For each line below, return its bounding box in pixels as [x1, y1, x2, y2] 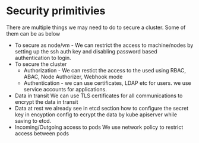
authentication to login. [14, 54, 71, 61]
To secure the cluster [14, 61, 67, 68]
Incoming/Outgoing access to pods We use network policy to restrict [14, 123, 184, 131]
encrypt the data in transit [14, 98, 78, 105]
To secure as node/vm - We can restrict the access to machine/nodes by [14, 42, 194, 49]
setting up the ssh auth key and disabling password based [14, 47, 157, 55]
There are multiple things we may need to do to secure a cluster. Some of [6, 24, 186, 31]
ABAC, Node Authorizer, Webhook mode [23, 73, 123, 80]
